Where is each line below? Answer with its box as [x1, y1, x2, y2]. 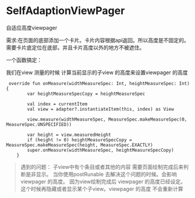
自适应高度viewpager [6, 24, 57, 31]
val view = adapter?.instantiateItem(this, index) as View [27, 106, 175, 112]
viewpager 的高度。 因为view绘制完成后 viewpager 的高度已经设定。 [20, 177, 186, 185]
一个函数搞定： [6, 56, 42, 63]
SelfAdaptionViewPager [6, 4, 125, 18]
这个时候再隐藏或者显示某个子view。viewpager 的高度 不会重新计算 [20, 185, 183, 192]
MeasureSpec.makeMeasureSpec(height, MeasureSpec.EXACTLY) [6, 142, 153, 148]
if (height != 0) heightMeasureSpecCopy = [27, 136, 132, 143]
